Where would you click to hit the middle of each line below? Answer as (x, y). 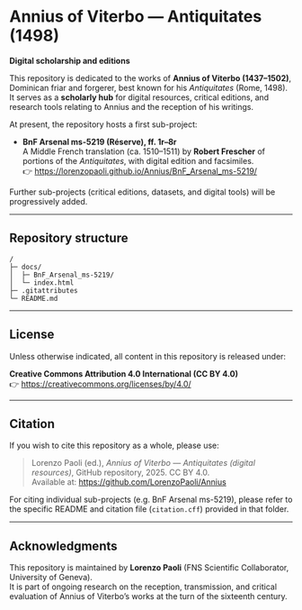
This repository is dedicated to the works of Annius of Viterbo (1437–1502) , (151, 77)
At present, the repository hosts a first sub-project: (103, 124)
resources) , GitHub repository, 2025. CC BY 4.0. (120, 473)
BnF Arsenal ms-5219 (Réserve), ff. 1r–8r (99, 141)
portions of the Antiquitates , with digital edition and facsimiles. (138, 160)
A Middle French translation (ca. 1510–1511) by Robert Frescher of (143, 151)
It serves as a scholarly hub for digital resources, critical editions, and (139, 97)
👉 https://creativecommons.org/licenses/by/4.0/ (100, 384)
